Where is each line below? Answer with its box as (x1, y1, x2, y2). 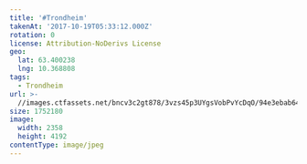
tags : (9, 73, 30, 82)
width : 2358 (17, 124, 64, 133)
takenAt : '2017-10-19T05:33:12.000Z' (9, 22, 153, 31)
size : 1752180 (9, 107, 64, 116)
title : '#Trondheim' (9, 13, 89, 23)
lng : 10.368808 (17, 65, 76, 74)
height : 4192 (17, 132, 68, 141)
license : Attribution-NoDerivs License (9, 38, 162, 48)
